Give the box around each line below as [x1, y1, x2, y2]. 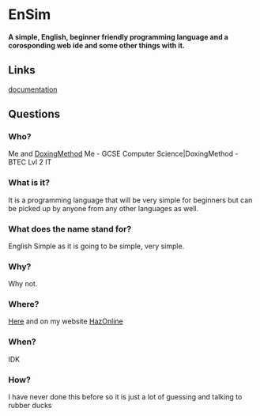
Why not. [8, 279, 38, 289]
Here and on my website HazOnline [8, 316, 124, 326]
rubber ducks [8, 401, 52, 410]
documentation [8, 85, 58, 94]
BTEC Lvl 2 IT [8, 157, 52, 167]
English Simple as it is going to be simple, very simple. [8, 241, 185, 251]
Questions [8, 107, 61, 120]
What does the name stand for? [8, 223, 132, 234]
